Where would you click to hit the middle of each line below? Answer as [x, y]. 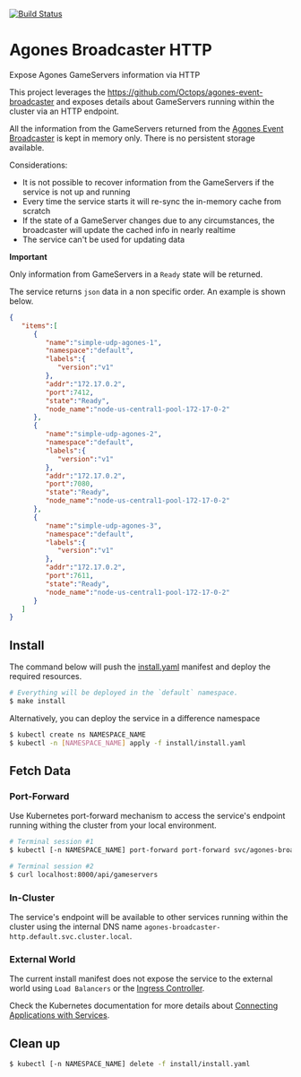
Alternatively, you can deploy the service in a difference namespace [135, 718]
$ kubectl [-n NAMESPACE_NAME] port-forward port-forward [120, 850]
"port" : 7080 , [69, 484]
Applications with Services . [60, 1015]
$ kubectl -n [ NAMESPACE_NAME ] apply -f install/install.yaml [128, 743]
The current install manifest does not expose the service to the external [141, 979]
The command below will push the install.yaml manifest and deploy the [140, 667]
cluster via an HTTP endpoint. [64, 111]
